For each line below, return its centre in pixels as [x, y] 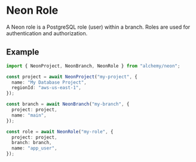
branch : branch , [32, 143]
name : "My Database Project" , [49, 82]
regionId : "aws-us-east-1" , [47, 88]
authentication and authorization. [47, 33]
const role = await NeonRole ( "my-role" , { [60, 132]
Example [23, 52]
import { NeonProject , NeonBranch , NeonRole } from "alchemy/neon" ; [93, 66]
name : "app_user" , [35, 148]
